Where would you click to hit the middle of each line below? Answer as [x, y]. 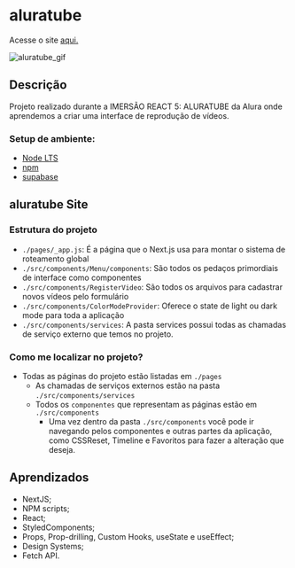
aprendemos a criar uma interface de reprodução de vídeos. [119, 115]
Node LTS [40, 158]
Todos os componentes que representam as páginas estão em [146, 405]
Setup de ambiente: [52, 138]
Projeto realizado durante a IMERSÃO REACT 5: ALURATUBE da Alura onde [146, 106]
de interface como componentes [82, 277]
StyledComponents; [58, 527]
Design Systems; [53, 546]
